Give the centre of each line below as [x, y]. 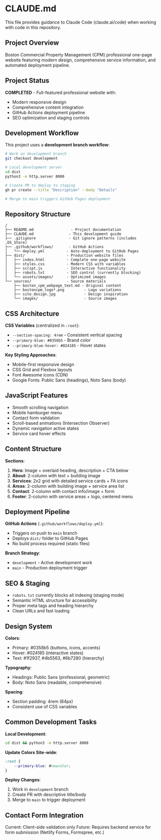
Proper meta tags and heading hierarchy [53, 606]
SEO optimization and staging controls [51, 117]
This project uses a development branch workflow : [57, 145]
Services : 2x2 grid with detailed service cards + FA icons [70, 481]
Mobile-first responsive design [43, 364]
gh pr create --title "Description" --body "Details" [61, 190]
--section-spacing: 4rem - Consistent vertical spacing [67, 335]
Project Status [27, 81]
